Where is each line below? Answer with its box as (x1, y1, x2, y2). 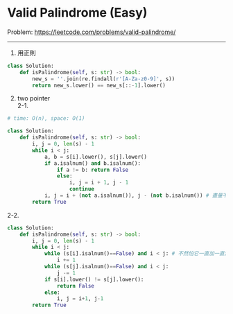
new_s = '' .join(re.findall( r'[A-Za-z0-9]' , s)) (32, 75, 175, 82)
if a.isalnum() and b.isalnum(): (44, 159, 141, 167)
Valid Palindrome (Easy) (7, 5, 148, 21)
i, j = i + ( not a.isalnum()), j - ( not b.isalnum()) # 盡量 (44, 192, 223, 199)
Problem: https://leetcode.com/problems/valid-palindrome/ (7, 28, 176, 36)
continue (69, 186, 95, 193)
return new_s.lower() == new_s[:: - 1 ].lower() (32, 82, 166, 89)
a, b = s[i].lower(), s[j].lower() (44, 153, 148, 160)
